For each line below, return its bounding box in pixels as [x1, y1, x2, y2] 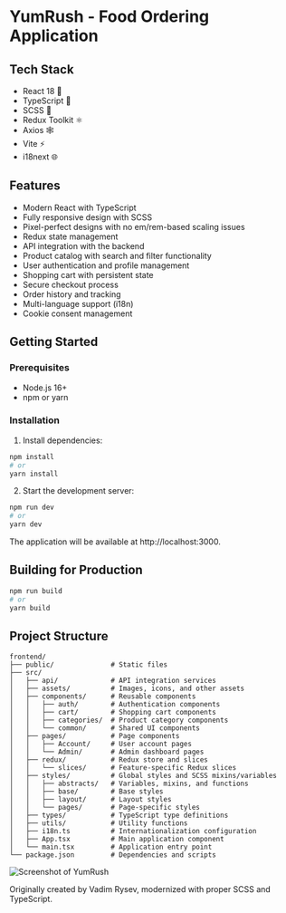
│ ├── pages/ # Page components [9, 732, 180, 741]
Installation [9, 414, 61, 427]
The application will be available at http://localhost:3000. [9, 536, 222, 547]
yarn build [9, 603, 51, 612]
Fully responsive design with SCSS [22, 211, 152, 223]
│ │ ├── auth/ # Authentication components [9, 700, 221, 709]
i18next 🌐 [22, 151, 59, 162]
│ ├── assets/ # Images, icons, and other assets [9, 684, 245, 694]
